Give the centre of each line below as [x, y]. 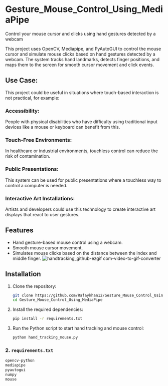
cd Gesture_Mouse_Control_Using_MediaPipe [57, 300]
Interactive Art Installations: [40, 198]
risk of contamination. [28, 156]
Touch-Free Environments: [39, 140]
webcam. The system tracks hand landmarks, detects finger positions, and [82, 59]
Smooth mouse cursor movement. [48, 248]
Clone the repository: [34, 286]
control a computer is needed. [36, 185]
